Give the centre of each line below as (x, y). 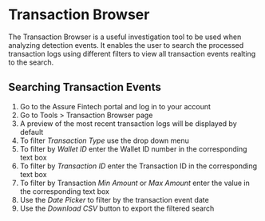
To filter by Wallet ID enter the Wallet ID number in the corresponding (133, 148)
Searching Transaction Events (85, 87)
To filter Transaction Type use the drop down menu (105, 140)
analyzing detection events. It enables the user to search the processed (126, 45)
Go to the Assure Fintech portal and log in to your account (115, 106)
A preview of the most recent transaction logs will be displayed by (128, 123)
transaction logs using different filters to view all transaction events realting (132, 53)
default (32, 132)
